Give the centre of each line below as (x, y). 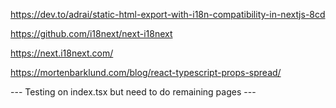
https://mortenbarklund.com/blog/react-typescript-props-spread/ (146, 72)
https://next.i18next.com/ (62, 53)
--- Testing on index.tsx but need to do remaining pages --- (133, 92)
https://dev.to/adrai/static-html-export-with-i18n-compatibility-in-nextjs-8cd (168, 14)
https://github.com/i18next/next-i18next (91, 33)
